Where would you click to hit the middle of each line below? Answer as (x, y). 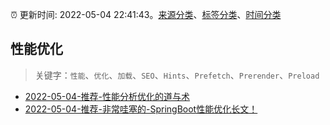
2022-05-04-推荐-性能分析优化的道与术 (107, 96)
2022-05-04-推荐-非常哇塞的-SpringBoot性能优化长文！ (141, 109)
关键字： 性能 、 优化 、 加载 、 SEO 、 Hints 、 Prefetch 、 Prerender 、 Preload (177, 75)
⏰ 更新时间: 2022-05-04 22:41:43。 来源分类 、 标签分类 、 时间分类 (146, 14)
